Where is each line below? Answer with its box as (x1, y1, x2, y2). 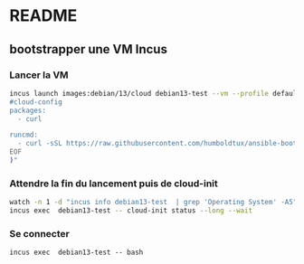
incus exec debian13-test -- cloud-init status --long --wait (9, 206, 253, 215)
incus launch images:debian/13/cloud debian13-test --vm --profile (9, 89, 270, 98)
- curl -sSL (17, 139, 63, 148)
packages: (9, 106, 47, 115)
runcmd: (9, 130, 39, 140)
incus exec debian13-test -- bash (9, 248, 144, 258)
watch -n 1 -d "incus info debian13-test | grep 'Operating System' (9, 198, 278, 207)
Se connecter (9, 227, 70, 240)
